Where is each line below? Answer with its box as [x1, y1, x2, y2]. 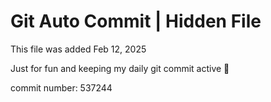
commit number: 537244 [10, 81, 113, 94]
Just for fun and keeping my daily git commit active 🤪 [10, 62, 230, 74]
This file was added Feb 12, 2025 [10, 43, 147, 55]
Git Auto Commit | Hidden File [10, 10, 262, 33]
